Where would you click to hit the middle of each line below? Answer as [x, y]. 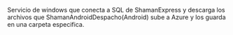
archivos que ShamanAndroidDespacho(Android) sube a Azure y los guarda [116, 17]
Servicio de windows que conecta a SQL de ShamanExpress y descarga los [116, 10]
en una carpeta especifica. [46, 24]
